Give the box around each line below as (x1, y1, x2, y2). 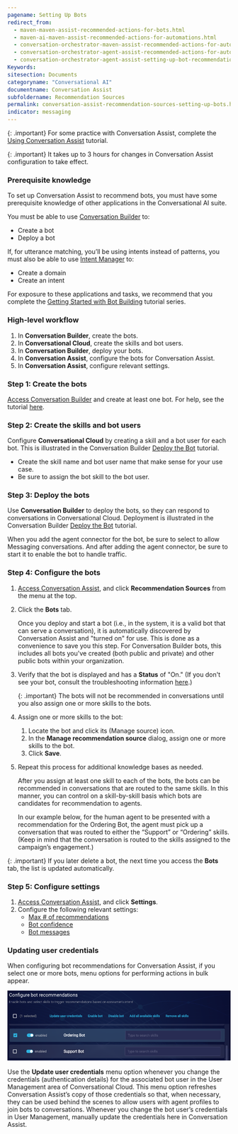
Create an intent (17, 276, 65, 285)
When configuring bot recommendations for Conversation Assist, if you (7, 961, 216, 970)
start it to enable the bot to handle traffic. (7, 550, 127, 559)
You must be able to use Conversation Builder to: (7, 212, 150, 221)
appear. (7, 977, 30, 985)
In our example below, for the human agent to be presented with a (17, 813, 210, 821)
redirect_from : (7, 18, 52, 26)
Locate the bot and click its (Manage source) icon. (28, 726, 175, 735)
